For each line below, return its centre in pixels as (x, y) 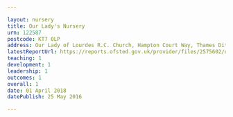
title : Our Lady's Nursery (46, 26)
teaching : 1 (24, 58)
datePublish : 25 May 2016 (44, 97)
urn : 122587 (24, 33)
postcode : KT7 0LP (34, 39)
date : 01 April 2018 (37, 91)
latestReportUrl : (32, 52)
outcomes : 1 (24, 78)
